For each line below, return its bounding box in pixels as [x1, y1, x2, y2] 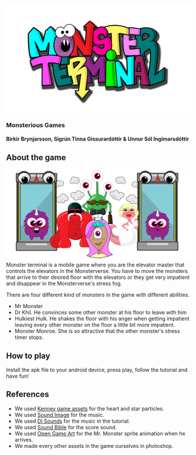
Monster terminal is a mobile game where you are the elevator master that [6, 261, 185, 268]
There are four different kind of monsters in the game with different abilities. [6, 292, 190, 299]
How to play [6, 351, 50, 361]
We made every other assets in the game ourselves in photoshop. [14, 442, 174, 449]
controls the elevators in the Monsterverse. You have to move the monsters [6, 268, 188, 275]
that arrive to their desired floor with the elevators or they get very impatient [6, 274, 190, 281]
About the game [6, 152, 66, 162]
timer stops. [14, 334, 44, 341]
